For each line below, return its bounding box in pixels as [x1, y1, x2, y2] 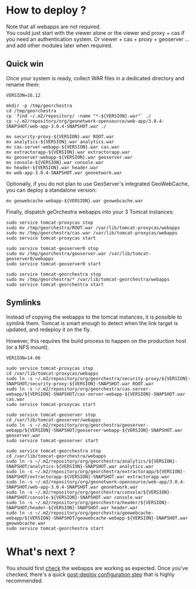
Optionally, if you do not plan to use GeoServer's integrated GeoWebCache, [6, 180, 190, 187]
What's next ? [6, 545, 75, 558]
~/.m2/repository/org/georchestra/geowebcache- [35, 510, 154, 516]
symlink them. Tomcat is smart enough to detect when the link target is [6, 319, 178, 326]
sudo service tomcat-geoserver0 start [6, 261, 101, 267]
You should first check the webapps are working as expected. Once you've [6, 564, 188, 571]
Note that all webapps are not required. [6, 23, 101, 30]
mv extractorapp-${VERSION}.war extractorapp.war [6, 149, 131, 155]
